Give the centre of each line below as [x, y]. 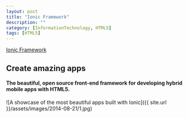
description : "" [26, 22]
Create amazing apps [46, 68]
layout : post [22, 11]
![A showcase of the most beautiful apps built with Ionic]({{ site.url [86, 102]
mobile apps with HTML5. [38, 89]
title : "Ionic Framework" [38, 17]
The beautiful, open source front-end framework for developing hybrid [94, 83]
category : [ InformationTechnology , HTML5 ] [59, 28]
